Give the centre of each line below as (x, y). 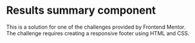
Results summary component (81, 10)
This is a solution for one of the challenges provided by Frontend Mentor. (96, 27)
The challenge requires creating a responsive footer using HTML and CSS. (98, 33)
